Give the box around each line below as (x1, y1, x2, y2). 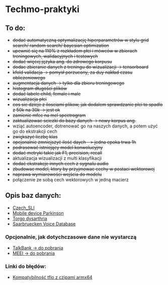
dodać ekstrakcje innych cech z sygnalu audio (12, 161, 109, 166)
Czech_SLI (12, 205, 35, 211)
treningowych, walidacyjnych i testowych (12, 53, 98, 59)
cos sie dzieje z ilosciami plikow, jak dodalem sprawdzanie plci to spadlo (12, 102, 163, 107)
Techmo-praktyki (5, 4, 79, 15)
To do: (5, 24, 26, 32)
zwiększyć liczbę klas (12, 134, 58, 139)
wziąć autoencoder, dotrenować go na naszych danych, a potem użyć (12, 123, 158, 129)
